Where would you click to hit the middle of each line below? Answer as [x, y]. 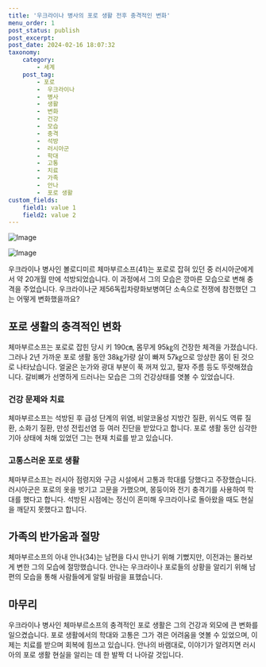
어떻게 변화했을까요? [48, 299]
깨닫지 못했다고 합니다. [52, 509]
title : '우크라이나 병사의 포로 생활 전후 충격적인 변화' [89, 15]
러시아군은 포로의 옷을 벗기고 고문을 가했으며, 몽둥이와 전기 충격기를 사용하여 [127, 489]
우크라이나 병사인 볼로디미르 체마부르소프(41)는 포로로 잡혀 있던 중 [111, 269]
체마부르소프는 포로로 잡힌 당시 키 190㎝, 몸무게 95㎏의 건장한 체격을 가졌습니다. [133, 347]
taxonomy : [25, 52]
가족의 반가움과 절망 [54, 537]
